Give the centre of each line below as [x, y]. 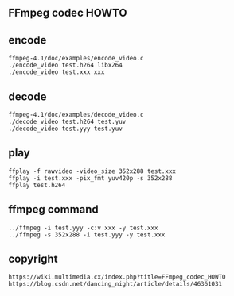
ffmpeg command [54, 210]
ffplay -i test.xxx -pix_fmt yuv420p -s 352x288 [90, 178]
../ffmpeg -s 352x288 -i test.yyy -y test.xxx [87, 234]
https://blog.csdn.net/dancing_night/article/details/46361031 [115, 284]
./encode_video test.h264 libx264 [66, 65]
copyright [33, 259]
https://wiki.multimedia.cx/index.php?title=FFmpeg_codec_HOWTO [117, 277]
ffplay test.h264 [37, 185]
